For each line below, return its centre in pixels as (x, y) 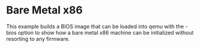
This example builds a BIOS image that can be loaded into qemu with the (95, 26)
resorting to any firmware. (38, 39)
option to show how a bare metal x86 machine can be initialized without (106, 32)
